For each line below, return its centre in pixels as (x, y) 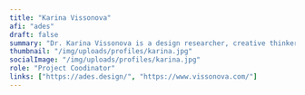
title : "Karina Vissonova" (60, 18)
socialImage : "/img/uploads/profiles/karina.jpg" (105, 60)
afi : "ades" (32, 26)
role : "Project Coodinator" (63, 69)
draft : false (34, 34)
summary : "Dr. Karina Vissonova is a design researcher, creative (138, 43)
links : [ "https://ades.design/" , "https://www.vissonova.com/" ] (133, 77)
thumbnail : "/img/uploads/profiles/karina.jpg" (101, 52)
